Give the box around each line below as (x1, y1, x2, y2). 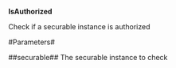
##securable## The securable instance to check (8, 53, 168, 62)
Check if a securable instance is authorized (8, 22, 151, 31)
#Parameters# (8, 37, 56, 47)
